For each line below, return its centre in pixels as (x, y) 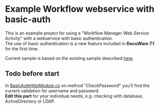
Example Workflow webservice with (80, 9)
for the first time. (22, 49)
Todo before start (32, 74)
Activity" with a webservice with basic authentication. (59, 38)
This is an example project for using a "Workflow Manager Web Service (77, 33)
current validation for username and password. (52, 91)
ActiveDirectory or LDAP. (30, 101)
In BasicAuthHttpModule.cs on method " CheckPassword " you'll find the (78, 85)
